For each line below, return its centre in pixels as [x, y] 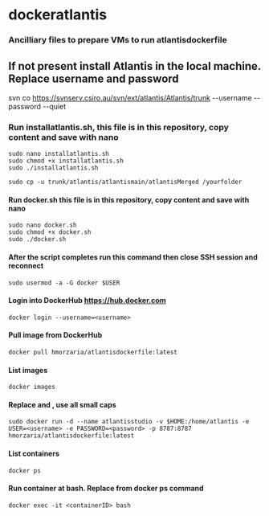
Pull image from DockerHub [55, 335]
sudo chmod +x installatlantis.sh [66, 161]
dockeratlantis [57, 15]
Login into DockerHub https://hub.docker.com [87, 301]
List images [28, 370]
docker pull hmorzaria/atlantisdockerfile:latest [93, 352]
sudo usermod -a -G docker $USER [64, 283]
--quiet [55, 106]
